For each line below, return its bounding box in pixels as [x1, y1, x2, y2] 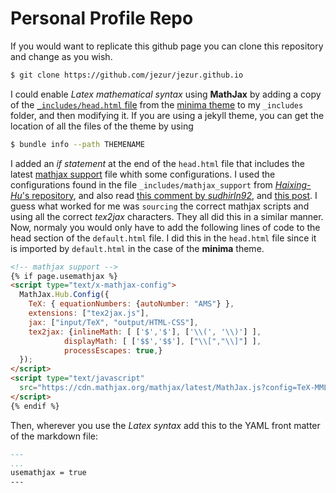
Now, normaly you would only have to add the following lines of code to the [10, 221, 321, 233]
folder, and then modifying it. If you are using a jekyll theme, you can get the [10, 109, 325, 121]
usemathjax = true [10, 468, 87, 478]
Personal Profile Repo [10, 7, 194, 30]
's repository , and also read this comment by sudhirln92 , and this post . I [21, 189, 318, 201]
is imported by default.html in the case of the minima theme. [10, 242, 265, 254]
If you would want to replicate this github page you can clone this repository [10, 40, 324, 52]
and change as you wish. [10, 50, 113, 62]
